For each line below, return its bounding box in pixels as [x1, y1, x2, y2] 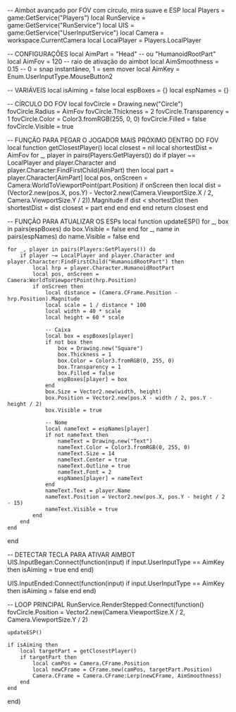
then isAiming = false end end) [7, 587, 97, 595]
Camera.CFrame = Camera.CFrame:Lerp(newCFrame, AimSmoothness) [32, 672, 222, 679]
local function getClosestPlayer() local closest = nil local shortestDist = [7, 144, 213, 151]
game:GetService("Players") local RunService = [7, 13, 146, 22]
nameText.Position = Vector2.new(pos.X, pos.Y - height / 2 [44, 494, 225, 501]
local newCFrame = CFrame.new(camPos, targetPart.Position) [32, 666, 213, 673]
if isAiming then [7, 641, 58, 648]
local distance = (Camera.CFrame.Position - [44, 289, 178, 296]
